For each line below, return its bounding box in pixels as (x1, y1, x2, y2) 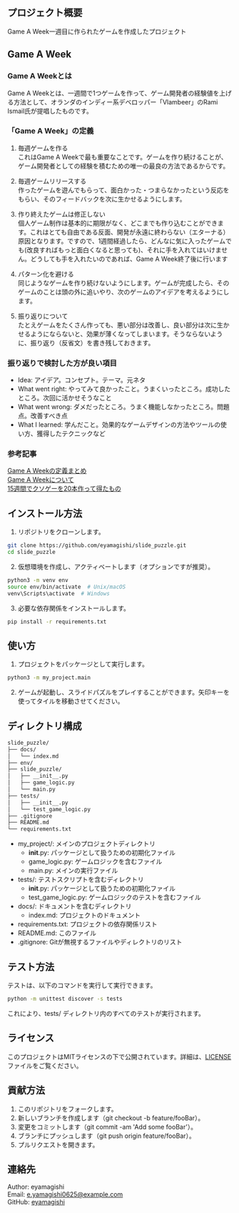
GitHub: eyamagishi (7, 1198, 66, 1207)
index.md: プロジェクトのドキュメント (28, 911, 141, 920)
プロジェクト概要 (7, 6, 83, 19)
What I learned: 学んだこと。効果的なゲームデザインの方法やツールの (17, 420, 221, 429)
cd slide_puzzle (7, 549, 56, 556)
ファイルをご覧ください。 (7, 1061, 83, 1070)
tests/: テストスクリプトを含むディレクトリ (17, 875, 144, 884)
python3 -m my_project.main (7, 674, 91, 681)
